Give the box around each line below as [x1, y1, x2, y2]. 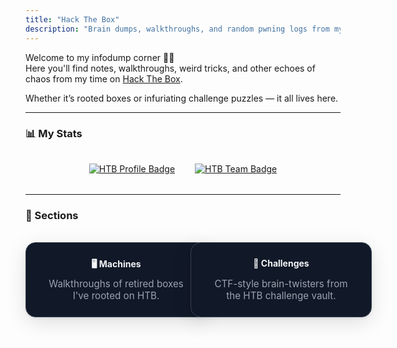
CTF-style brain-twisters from [214, 277, 348, 290]
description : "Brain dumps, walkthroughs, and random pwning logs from [25, 24, 330, 34]
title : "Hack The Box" [25, 14, 120, 25]
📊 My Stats [25, 127, 83, 141]
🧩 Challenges [253, 257, 310, 269]
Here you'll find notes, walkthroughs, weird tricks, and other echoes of [25, 62, 316, 74]
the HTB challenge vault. [226, 289, 337, 302]
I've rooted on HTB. [72, 289, 160, 302]
